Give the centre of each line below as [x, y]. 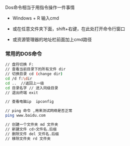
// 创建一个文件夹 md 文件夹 [32, 125]
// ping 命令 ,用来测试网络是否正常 [39, 111]
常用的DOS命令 [23, 53]
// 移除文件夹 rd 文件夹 [28, 138]
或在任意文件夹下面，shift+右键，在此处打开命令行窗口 [69, 29]
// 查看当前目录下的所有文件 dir [35, 69]
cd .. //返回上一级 [24, 83]
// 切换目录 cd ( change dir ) [34, 74]
